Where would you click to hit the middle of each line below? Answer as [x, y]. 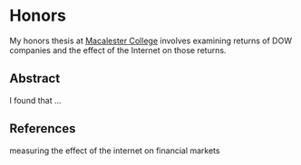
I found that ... [35, 100]
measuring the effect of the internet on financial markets [115, 151]
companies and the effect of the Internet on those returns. [118, 50]
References [43, 128]
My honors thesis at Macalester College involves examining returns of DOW [151, 41]
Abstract [35, 79]
